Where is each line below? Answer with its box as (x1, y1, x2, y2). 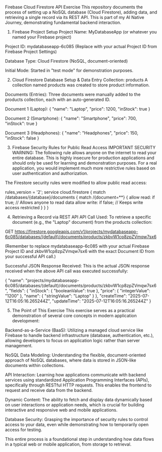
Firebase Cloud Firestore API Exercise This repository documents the (5, 4, 143, 10)
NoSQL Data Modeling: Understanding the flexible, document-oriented (5, 352, 146, 358)
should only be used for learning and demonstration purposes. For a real (12, 160, 157, 166)
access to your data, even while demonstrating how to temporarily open (5, 422, 149, 427)
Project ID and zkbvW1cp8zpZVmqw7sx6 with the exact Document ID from (5, 249, 155, 254)
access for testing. (5, 427, 42, 433)
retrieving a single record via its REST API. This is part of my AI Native (5, 15, 145, 20)
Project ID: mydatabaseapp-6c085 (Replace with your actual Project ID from (5, 44, 158, 49)
